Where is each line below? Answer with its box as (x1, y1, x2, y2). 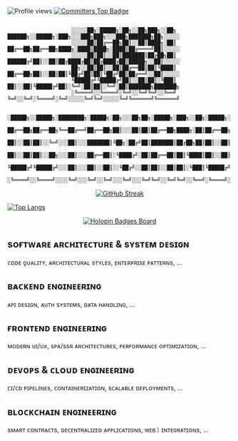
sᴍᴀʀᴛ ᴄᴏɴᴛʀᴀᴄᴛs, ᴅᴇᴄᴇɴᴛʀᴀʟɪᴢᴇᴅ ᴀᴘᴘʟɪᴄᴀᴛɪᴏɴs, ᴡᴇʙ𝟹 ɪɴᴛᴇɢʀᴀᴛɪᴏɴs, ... (7, 425, 209, 435)
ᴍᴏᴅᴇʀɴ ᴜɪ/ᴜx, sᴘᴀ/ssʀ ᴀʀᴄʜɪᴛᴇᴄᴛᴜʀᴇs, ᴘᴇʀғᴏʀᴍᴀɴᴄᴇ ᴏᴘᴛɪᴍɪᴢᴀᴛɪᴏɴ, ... (7, 342, 207, 350)
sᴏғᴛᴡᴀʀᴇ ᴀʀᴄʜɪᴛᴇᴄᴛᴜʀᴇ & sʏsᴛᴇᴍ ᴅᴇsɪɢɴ (7, 238, 190, 250)
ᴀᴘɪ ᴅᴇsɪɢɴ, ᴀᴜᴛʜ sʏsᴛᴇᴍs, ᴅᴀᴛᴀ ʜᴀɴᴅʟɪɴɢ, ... (7, 300, 135, 308)
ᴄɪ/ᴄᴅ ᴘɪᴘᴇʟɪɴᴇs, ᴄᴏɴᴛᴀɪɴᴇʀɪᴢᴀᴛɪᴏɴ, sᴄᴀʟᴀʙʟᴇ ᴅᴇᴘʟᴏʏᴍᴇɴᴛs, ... (7, 384, 183, 392)
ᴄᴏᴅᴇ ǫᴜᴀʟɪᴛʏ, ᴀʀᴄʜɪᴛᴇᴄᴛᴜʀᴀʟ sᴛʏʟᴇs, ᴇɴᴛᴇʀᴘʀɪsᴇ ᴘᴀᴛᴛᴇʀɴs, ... (7, 258, 182, 267)
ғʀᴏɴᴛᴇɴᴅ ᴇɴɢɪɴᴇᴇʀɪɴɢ (7, 322, 107, 335)
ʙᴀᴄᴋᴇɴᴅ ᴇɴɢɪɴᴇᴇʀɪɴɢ (7, 280, 102, 293)
